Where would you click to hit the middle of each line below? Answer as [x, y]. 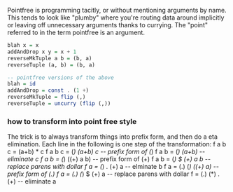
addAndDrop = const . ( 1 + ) [48, 90]
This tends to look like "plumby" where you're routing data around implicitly [116, 18]
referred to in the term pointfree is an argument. [76, 32]
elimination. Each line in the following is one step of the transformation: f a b [116, 144]
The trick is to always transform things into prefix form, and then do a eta [113, 137]
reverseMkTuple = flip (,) [47, 97]
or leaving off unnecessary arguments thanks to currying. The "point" [108, 25]
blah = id [22, 84]
